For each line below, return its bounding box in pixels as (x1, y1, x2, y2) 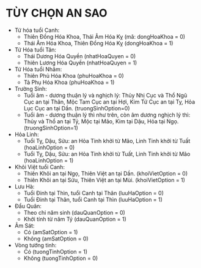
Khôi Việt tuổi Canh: (14, 163, 65, 170)
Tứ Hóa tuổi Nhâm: (14, 65, 62, 73)
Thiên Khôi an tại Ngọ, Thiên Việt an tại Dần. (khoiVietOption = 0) (23, 169, 188, 177)
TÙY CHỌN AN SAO (5, 6, 108, 20)
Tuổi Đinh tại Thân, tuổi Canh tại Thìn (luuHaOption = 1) (23, 196, 163, 203)
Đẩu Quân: (14, 202, 42, 210)
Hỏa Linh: (14, 131, 39, 138)
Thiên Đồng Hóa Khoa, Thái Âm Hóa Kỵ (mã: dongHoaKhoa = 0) (23, 33, 186, 40)
